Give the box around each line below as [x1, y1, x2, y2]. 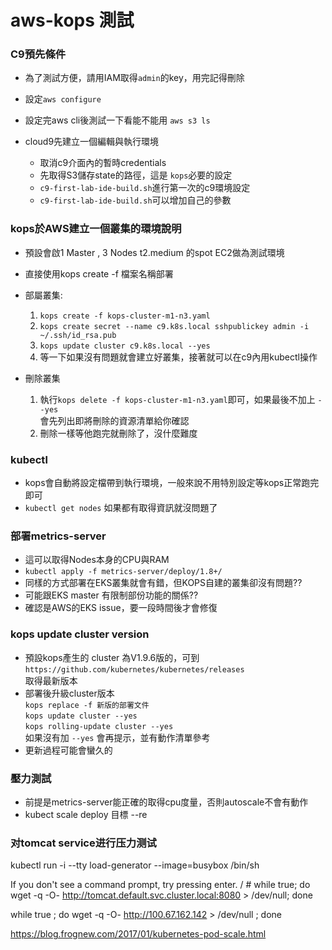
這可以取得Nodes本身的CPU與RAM [24, 554, 170, 566]
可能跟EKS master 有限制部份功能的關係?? [24, 589, 199, 601]
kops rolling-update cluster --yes [24, 721, 174, 731]
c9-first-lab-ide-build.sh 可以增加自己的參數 [39, 194, 232, 206]
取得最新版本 [24, 674, 78, 686]
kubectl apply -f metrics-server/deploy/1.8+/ [24, 567, 223, 577]
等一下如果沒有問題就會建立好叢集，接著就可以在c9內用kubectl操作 [39, 351, 318, 363]
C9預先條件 [10, 47, 67, 61]
